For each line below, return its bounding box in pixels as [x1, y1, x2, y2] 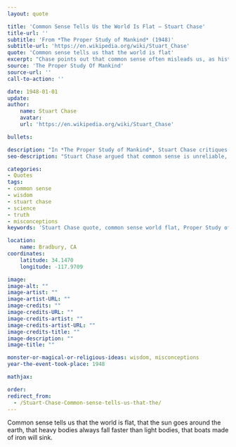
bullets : [7, 133, 33, 141]
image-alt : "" [7, 282, 49, 289]
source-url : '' [7, 68, 52, 76]
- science [7, 205, 37, 212]
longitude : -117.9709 [20, 263, 83, 270]
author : [7, 101, 30, 108]
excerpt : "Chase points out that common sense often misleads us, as [7, 56, 216, 63]
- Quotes [7, 172, 33, 180]
